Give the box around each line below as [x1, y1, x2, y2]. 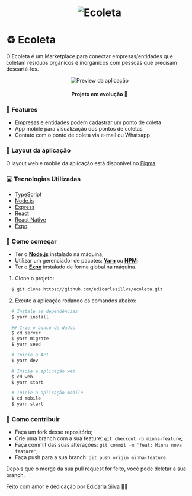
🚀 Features [6, 105, 38, 113]
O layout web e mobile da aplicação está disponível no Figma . [6, 160, 157, 167]
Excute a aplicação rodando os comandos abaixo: [14, 297, 137, 304]
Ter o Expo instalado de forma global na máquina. [14, 263, 137, 270]
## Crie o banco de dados [11, 324, 76, 331]
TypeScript [14, 191, 42, 198]
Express [14, 203, 35, 210]
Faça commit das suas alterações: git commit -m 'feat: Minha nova [14, 441, 182, 448]
